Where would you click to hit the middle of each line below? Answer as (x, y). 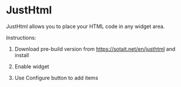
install (22, 55)
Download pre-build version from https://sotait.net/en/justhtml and (95, 49)
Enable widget (32, 66)
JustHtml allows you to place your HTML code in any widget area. (86, 26)
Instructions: (21, 37)
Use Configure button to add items (56, 78)
